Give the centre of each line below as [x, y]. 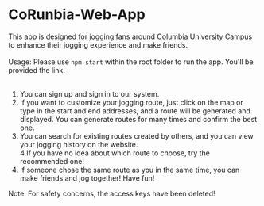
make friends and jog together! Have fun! [87, 178]
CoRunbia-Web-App [77, 15]
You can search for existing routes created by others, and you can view [137, 135]
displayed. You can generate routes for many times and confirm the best [138, 119]
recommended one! [52, 161]
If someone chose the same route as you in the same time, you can [130, 170]
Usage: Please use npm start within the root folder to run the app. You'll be [131, 62]
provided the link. [37, 70]
